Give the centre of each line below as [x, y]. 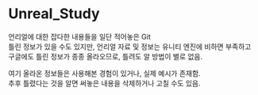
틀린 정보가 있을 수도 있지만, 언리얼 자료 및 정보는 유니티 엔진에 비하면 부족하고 [130, 46]
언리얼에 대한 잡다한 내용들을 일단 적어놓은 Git [79, 36]
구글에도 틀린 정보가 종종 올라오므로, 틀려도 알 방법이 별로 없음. [106, 56]
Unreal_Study [54, 14]
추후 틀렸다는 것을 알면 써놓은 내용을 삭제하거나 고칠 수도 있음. [104, 83]
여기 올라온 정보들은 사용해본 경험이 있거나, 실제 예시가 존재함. [104, 73]
